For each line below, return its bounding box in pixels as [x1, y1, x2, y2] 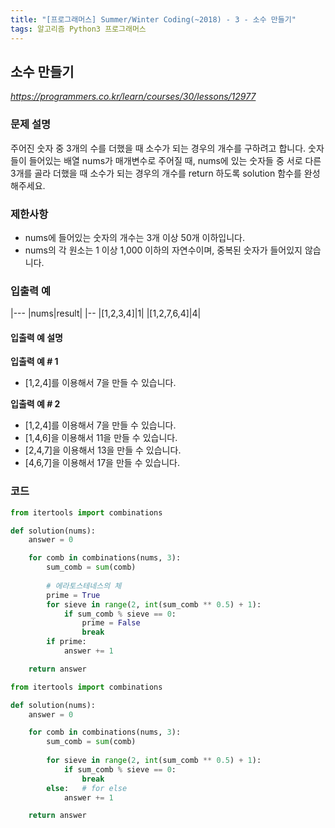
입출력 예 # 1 [10, 356, 59, 368]
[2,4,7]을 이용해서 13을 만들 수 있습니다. [24, 444, 182, 456]
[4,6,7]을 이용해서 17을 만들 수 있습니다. [24, 457, 181, 469]
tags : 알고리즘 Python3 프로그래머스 [10, 24, 147, 34]
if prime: [46, 637, 87, 647]
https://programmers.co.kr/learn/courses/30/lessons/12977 [10, 91, 257, 103]
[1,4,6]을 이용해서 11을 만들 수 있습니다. [24, 432, 178, 444]
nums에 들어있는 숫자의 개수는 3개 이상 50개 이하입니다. [24, 231, 245, 243]
